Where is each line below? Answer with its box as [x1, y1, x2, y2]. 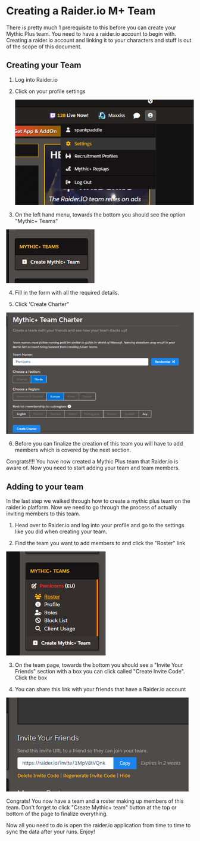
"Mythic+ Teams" [14, 217, 58, 224]
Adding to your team [6, 481, 84, 491]
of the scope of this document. [6, 43, 82, 50]
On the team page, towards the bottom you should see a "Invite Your [14, 661, 183, 669]
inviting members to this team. [6, 510, 80, 517]
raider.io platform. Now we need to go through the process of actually [6, 504, 177, 511]
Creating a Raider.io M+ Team [6, 4, 156, 18]
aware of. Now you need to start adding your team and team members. [6, 464, 180, 472]
